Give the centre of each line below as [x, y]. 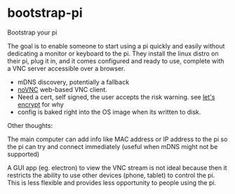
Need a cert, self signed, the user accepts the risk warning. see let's [116, 97]
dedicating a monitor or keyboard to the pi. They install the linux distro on [113, 53]
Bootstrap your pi [32, 32]
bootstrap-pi [45, 13]
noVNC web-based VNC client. [62, 89]
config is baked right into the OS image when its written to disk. [109, 112]
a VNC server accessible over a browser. [66, 68]
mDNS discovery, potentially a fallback [73, 82]
